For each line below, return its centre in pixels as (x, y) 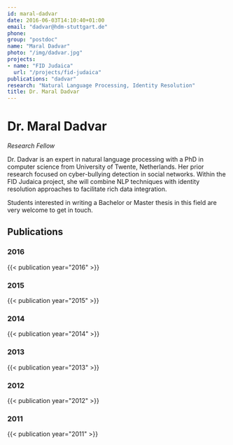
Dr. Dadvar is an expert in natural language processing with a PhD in (106, 160)
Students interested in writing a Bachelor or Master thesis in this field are (112, 203)
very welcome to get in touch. (50, 210)
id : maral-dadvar (33, 14)
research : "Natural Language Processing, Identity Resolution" (101, 85)
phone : (17, 33)
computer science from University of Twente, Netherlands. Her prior (106, 167)
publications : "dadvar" (42, 79)
